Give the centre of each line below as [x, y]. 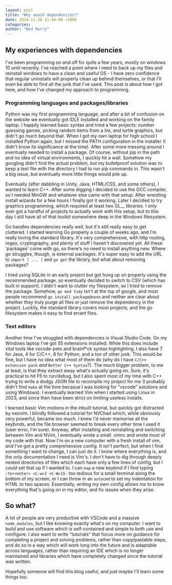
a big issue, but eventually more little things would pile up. [67, 174]
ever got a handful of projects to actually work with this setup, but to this [82, 212]
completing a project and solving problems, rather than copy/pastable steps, [86, 540]
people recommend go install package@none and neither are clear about [82, 297]
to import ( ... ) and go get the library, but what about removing [75, 259]
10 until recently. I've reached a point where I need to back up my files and [84, 68]
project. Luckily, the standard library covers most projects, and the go [79, 308]
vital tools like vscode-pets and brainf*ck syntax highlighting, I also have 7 [84, 348]
